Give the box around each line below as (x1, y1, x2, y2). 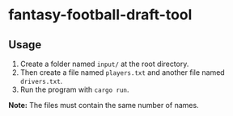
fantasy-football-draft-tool (8, 6, 193, 24)
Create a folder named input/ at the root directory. (19, 59, 189, 68)
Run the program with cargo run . (19, 85, 129, 94)
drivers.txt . (19, 77, 63, 85)
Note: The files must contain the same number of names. (8, 101, 200, 110)
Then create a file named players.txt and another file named (19, 68, 225, 77)
